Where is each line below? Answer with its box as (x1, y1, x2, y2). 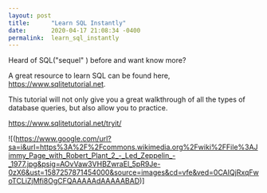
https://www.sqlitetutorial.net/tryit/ (8, 118, 122, 128)
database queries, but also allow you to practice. (8, 103, 168, 113)
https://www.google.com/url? (15, 134, 112, 144)
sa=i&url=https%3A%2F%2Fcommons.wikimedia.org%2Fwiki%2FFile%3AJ (8, 142, 258, 152)
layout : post (8, 11, 52, 20)
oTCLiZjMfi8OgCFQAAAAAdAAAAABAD (8, 176, 140, 186)
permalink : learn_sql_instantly (8, 33, 120, 42)
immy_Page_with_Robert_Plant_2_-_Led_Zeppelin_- (8, 151, 176, 160)
